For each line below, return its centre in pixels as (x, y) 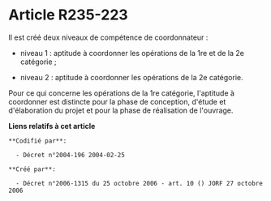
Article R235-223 (68, 15)
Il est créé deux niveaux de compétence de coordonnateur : (108, 37)
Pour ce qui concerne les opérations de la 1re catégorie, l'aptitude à (122, 93)
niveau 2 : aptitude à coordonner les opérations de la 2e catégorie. (131, 77)
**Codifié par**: (38, 141)
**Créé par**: (32, 169)
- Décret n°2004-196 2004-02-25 (71, 155)
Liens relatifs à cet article (52, 126)
